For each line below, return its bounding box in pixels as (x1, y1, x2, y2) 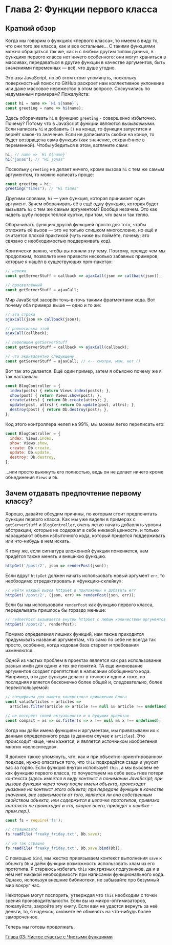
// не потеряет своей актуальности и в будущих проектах (5, 713, 130, 718)
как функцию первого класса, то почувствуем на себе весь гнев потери (5, 769, 164, 776)
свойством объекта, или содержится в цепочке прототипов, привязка (5, 797, 160, 803)
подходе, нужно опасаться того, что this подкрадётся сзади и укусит (5, 759, 159, 765)
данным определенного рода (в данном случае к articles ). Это (5, 733, 145, 739)
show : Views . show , (10, 440, 50, 446)
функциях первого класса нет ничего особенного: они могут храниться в (5, 54, 166, 60)
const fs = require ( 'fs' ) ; (5, 818, 63, 823)
